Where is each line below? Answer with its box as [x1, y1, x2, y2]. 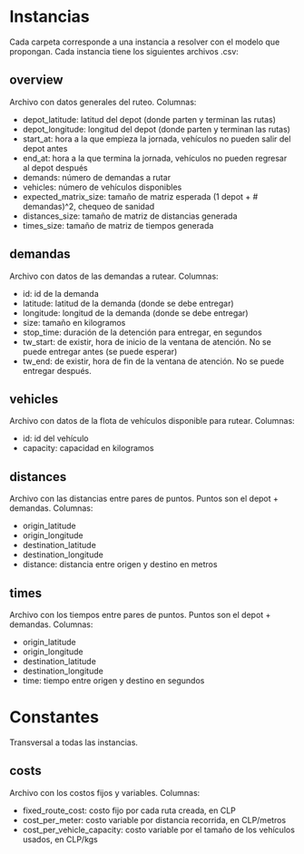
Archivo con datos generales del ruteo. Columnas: [9, 96, 197, 107]
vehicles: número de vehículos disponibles [22, 182, 182, 192]
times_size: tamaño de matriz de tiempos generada [22, 220, 214, 231]
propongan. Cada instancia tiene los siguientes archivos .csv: [9, 45, 239, 56]
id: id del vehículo [22, 433, 89, 444]
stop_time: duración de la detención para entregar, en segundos [22, 327, 262, 338]
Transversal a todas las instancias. [9, 737, 139, 748]
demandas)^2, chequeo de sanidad [22, 201, 155, 211]
